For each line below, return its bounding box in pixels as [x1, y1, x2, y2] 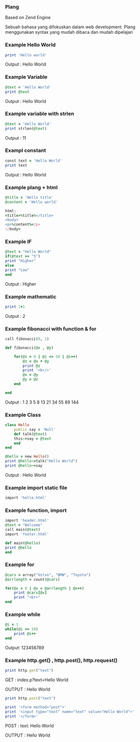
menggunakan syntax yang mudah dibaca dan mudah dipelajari [5, 29, 133, 35]
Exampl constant [5, 147, 47, 154]
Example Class [5, 411, 41, 418]
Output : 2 [5, 313, 25, 319]
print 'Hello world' [5, 52, 47, 57]
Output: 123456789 [5, 645, 44, 650]
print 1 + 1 [5, 304, 25, 309]
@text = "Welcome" [5, 523, 43, 527]
